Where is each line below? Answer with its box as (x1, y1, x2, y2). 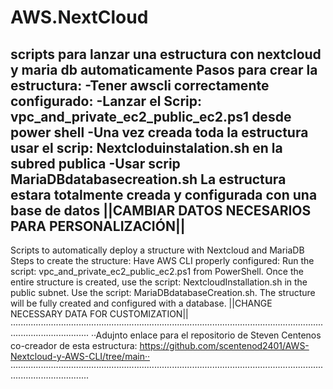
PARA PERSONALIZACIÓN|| (10, 217, 186, 235)
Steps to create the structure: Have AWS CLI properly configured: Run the (10, 255, 315, 266)
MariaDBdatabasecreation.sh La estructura (10, 171, 287, 188)
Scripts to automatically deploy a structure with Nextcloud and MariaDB (10, 244, 305, 256)
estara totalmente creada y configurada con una (10, 186, 318, 203)
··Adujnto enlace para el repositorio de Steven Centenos (90, 329, 322, 341)
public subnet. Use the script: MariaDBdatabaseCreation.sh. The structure (10, 287, 316, 298)
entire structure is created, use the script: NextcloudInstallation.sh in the (10, 276, 308, 288)
